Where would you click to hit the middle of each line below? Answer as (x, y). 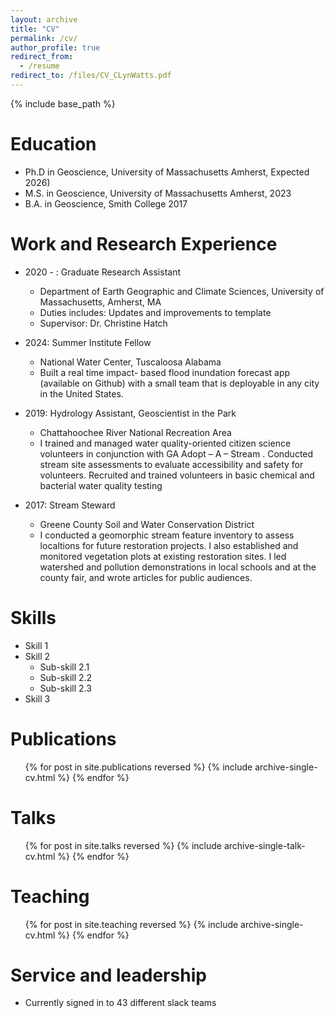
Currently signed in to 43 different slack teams (120, 1003)
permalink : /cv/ (44, 38)
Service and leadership (108, 975)
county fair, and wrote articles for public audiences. (146, 577)
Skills (33, 617)
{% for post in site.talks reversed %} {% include (123, 845)
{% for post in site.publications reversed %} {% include (138, 767)
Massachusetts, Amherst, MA (100, 302)
